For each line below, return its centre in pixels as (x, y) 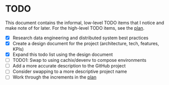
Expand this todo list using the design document (63, 55)
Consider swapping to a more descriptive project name (70, 71)
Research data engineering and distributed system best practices (80, 38)
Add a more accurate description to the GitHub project (69, 66)
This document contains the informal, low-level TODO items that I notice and (85, 23)
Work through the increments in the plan (54, 77)
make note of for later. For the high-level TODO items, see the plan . (75, 28)
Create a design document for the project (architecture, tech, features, (86, 44)
